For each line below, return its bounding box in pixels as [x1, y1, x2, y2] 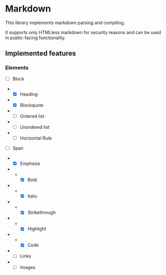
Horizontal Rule [20, 135, 52, 141]
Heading [20, 91, 38, 97]
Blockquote [20, 102, 44, 108]
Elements [5, 64, 29, 71]
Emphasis [20, 161, 41, 167]
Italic [27, 193, 38, 199]
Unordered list [20, 124, 50, 130]
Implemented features [5, 49, 76, 58]
